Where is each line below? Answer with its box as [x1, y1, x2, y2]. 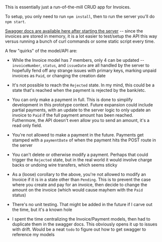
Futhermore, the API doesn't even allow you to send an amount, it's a [12, 118, 150, 123]
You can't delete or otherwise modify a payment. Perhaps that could [12, 152, 148, 157]
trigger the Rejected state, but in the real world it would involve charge [12, 157, 152, 162]
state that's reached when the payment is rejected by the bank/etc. [12, 87, 146, 93]
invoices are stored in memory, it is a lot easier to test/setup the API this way [5, 34, 157, 39]
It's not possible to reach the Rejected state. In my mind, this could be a [12, 82, 155, 88]
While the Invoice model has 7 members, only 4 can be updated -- [12, 57, 145, 63]
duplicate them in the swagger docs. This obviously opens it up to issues [12, 221, 158, 227]
